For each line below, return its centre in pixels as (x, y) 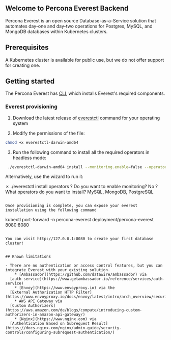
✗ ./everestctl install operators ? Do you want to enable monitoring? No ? (81, 187)
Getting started (30, 81)
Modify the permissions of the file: (49, 133)
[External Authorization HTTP (42, 293)
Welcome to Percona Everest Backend (67, 8)
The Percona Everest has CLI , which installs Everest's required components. (85, 93)
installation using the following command (51, 210)
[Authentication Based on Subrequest (50, 324)
